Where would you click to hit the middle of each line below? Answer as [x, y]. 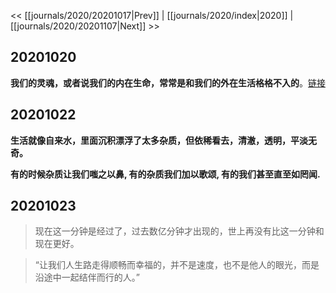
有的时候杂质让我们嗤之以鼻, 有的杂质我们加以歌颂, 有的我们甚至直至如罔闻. [165, 174]
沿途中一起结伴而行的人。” [87, 277]
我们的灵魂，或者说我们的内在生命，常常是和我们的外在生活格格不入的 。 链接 [168, 82]
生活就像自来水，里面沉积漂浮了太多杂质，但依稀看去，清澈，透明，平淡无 [163, 140]
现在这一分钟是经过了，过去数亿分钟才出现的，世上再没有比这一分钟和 [179, 231]
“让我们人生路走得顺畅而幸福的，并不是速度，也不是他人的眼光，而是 [177, 265]
